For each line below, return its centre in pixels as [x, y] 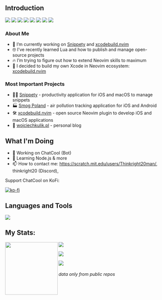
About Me [17, 33]
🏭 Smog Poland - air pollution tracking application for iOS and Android [84, 105]
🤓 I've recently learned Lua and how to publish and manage [73, 50]
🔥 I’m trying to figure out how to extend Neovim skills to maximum [79, 60]
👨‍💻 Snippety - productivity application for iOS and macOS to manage [82, 95]
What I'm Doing [29, 141]
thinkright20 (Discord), [35, 171]
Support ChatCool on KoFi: [32, 181]
